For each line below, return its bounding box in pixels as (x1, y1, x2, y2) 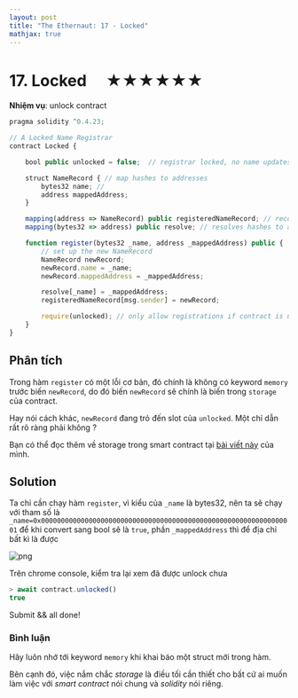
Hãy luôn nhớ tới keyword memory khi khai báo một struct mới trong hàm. (9, 652, 272, 663)
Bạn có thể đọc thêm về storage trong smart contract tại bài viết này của (9, 439, 275, 450)
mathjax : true (9, 29, 62, 38)
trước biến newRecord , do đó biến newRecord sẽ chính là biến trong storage (9, 386, 277, 396)
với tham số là (9, 507, 60, 518)
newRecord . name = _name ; (41, 263, 133, 272)
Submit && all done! (9, 609, 81, 621)
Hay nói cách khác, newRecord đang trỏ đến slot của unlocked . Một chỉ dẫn (9, 412, 279, 423)
